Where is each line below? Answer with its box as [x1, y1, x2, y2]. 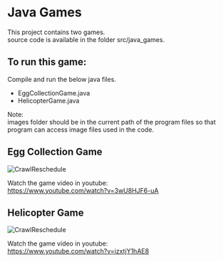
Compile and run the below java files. [7, 75, 116, 83]
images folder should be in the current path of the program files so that [7, 117, 216, 126]
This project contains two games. [7, 28, 105, 36]
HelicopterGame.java [17, 96, 80, 105]
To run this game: [7, 56, 87, 68]
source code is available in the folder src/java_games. [7, 35, 165, 43]
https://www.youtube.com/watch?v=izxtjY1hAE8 [7, 247, 150, 256]
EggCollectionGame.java [17, 88, 90, 97]
